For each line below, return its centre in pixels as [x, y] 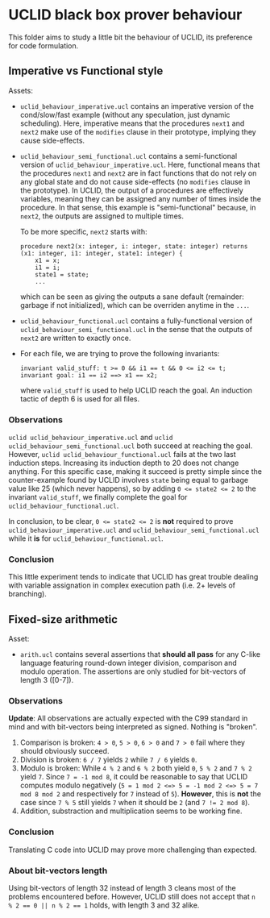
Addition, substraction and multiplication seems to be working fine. [131, 811]
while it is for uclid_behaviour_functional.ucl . [86, 538]
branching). [27, 594]
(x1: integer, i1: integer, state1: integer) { [101, 253]
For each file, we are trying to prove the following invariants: [120, 353]
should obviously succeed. [64, 751]
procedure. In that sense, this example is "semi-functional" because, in [138, 207]
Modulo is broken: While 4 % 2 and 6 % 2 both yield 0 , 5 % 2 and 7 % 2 [136, 768]
